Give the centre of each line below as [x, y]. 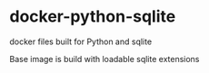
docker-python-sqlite [93, 17]
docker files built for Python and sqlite [81, 41]
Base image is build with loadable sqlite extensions [104, 59]
